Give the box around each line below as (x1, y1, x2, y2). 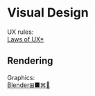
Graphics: (7, 73, 35, 81)
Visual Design (7, 5, 89, 21)
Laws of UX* (7, 35, 44, 43)
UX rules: (7, 28, 34, 36)
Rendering (7, 55, 53, 67)
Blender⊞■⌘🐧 (7, 81, 51, 89)
